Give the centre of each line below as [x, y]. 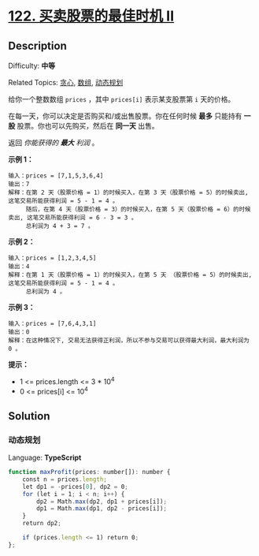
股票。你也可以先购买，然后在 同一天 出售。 [88, 126]
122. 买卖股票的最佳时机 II [91, 16]
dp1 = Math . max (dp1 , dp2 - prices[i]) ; [102, 509]
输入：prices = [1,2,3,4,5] [52, 258]
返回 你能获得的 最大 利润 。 [54, 142]
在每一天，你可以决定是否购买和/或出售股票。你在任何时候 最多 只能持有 [125, 116]
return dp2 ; [42, 524]
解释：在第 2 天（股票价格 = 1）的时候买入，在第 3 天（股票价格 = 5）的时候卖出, [128, 192]
